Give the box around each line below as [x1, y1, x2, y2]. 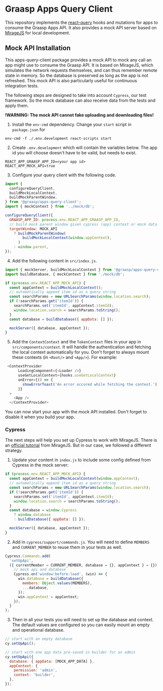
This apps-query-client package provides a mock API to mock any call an [5, 57, 152, 63]
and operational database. [12, 627, 65, 633]
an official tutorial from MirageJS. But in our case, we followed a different [5, 442, 151, 448]
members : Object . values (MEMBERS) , [22, 581, 92, 586]
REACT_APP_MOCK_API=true [5, 163, 55, 168]
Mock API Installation [5, 44, 71, 52]
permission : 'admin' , [14, 668, 57, 673]
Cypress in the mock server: [12, 462, 69, 468]
